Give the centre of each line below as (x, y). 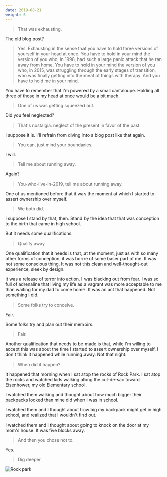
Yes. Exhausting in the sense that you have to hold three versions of (88, 48)
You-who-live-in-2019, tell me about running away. (70, 184)
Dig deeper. (29, 459)
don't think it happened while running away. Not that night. (66, 354)
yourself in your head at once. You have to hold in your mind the (84, 54)
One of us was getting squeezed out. (56, 105)
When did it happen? (39, 364)
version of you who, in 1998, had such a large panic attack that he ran (90, 59)
